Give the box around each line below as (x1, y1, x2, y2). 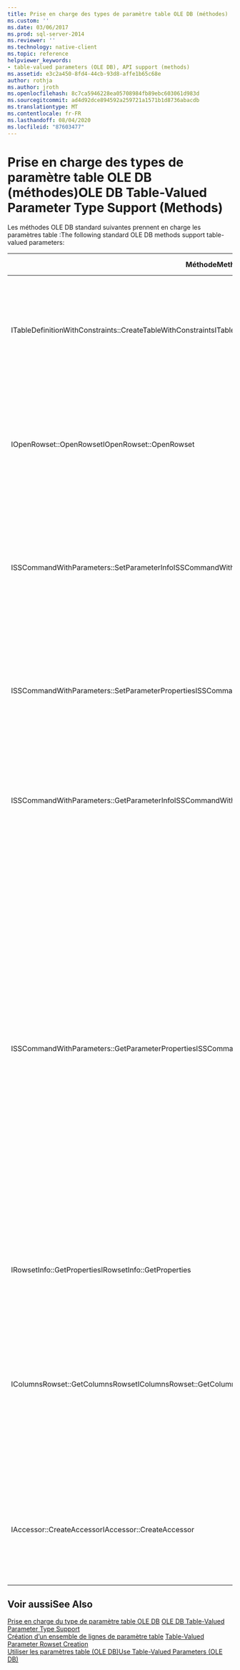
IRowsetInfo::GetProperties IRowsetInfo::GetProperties (11, 1265, 191, 1275)
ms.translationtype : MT (7, 104, 79, 111)
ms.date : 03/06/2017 (7, 24, 69, 31)
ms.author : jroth (7, 84, 59, 91)
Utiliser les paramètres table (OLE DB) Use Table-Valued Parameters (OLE (7, 1647, 223, 1656)
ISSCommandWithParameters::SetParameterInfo (11, 563, 174, 573)
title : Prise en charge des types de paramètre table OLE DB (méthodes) (7, 10, 229, 18)
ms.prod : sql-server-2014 (7, 30, 84, 38)
